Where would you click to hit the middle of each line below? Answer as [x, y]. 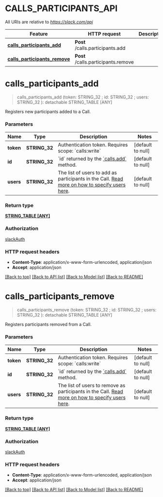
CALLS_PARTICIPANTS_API [61, 8]
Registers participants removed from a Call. [48, 324]
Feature [39, 33]
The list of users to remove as [92, 385]
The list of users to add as [88, 173]
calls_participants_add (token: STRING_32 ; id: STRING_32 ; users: [83, 97]
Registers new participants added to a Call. [48, 112]
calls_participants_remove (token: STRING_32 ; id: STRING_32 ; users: [87, 310]
